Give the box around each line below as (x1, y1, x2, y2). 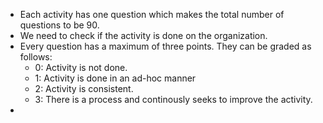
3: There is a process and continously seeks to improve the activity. (34, 94, 313, 105)
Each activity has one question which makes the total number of (19, 9, 285, 20)
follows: (19, 51, 53, 63)
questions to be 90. (19, 19, 100, 31)
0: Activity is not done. (34, 62, 128, 73)
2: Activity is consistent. (34, 83, 134, 94)
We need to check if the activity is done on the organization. (19, 30, 268, 41)
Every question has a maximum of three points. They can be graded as (19, 40, 312, 52)
